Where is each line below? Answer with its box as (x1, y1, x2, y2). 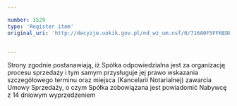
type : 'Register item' (7, 22, 74, 30)
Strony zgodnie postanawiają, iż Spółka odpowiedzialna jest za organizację (7, 61, 226, 69)
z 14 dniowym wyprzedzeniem (7, 91, 96, 99)
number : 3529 (7, 16, 46, 23)
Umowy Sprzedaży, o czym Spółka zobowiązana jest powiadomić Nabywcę (7, 84, 227, 92)
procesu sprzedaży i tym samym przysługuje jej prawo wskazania (7, 68, 199, 77)
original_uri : (7, 29, 49, 37)
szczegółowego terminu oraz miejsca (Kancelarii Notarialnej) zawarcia (7, 76, 212, 84)
